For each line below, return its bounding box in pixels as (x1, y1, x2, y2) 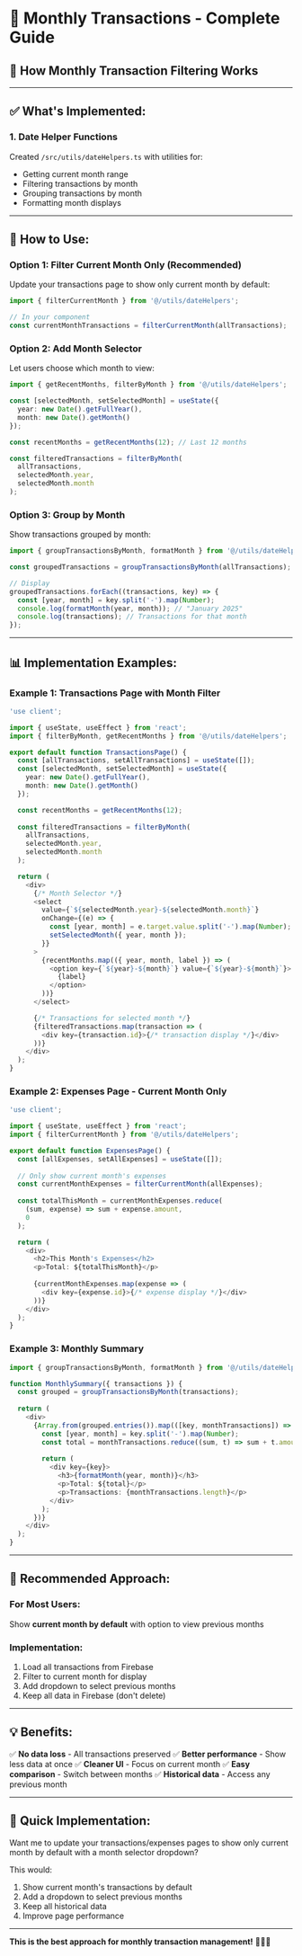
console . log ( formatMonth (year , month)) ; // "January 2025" (17, 604, 244, 613)
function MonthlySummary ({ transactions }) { (9, 1379, 182, 1388)
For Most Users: (9, 1598, 81, 1611)
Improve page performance (22, 1910, 124, 1921)
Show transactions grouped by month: (9, 529, 151, 540)
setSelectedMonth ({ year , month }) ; (49, 930, 187, 940)
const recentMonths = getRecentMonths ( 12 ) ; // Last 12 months (9, 438, 247, 447)
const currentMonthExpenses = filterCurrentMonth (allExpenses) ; (17, 1179, 263, 1189)
